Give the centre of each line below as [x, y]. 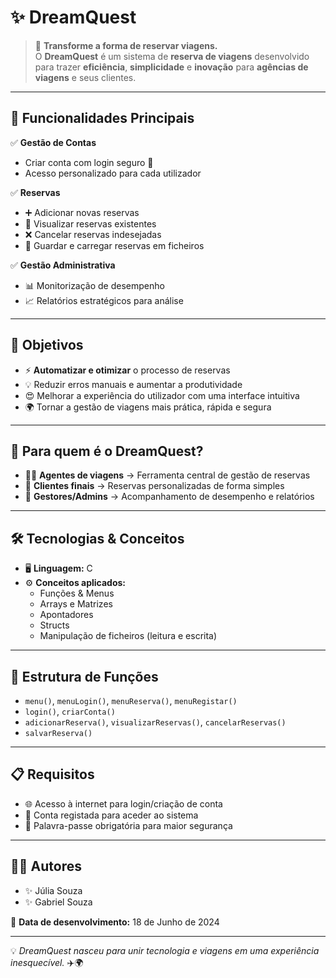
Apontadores [66, 615]
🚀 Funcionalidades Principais [102, 118]
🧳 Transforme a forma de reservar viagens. [126, 45]
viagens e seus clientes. [85, 77]
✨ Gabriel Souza [58, 902]
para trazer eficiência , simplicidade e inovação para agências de [171, 67]
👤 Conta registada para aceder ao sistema [111, 815]
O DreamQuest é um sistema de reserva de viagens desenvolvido [172, 56]
